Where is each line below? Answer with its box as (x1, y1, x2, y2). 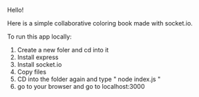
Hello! (7, 6, 24, 14)
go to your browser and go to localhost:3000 (17, 83, 145, 90)
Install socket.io (17, 61, 62, 68)
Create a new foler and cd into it (17, 46, 109, 54)
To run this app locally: (7, 32, 73, 41)
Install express (17, 53, 59, 61)
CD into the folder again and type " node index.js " (17, 75, 161, 83)
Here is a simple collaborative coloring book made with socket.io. (7, 19, 193, 27)
